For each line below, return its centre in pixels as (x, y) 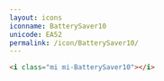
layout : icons (36, 18)
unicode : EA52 (36, 34)
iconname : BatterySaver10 (58, 26)
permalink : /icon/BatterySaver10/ (74, 43)
